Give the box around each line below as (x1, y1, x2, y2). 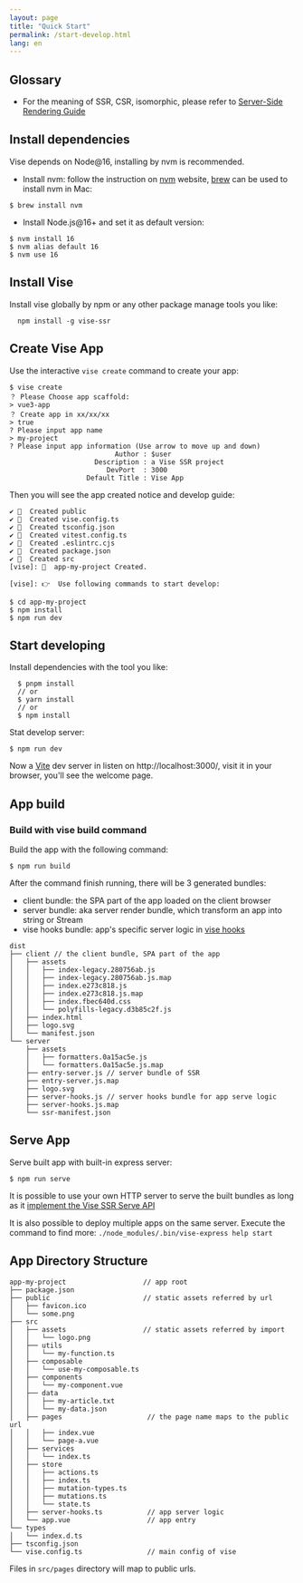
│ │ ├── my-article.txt (9, 1396, 116, 1405)
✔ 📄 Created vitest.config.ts (9, 530, 128, 539)
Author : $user (114, 450, 172, 459)
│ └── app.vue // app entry (9, 1515, 196, 1524)
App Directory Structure (9, 1253, 148, 1269)
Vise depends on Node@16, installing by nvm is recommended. (9, 156, 245, 167)
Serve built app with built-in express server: (9, 1157, 173, 1168)
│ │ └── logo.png (9, 1333, 91, 1342)
